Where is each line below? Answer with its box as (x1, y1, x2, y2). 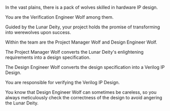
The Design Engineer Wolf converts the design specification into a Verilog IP (5, 64, 165, 70)
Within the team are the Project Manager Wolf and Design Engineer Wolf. (5, 39, 157, 45)
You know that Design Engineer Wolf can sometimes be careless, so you (5, 89, 157, 95)
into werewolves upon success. (5, 29, 71, 35)
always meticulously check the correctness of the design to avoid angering (5, 95, 162, 100)
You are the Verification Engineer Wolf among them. (5, 14, 114, 20)
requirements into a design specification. (5, 54, 91, 60)
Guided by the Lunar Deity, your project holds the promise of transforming (5, 24, 160, 30)
